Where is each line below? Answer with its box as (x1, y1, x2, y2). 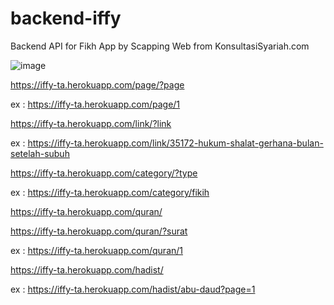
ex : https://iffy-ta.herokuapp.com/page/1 (10, 98, 181, 110)
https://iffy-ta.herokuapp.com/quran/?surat (10, 225, 188, 237)
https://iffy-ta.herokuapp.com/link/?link (10, 117, 172, 129)
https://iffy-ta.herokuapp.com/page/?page (10, 78, 185, 91)
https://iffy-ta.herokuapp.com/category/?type (10, 167, 198, 179)
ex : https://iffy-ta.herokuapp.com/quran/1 (10, 244, 184, 256)
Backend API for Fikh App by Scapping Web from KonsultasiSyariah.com (10, 40, 310, 52)
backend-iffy (10, 7, 122, 30)
